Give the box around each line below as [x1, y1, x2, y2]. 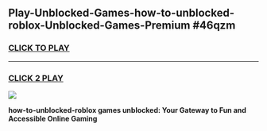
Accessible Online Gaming [8, 114, 98, 123]
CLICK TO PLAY [8, 43, 70, 54]
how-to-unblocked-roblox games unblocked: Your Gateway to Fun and [8, 105, 246, 114]
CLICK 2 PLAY [8, 72, 64, 83]
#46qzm [192, 19, 236, 33]
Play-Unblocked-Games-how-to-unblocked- [8, 6, 234, 20]
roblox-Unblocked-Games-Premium [8, 19, 191, 33]
